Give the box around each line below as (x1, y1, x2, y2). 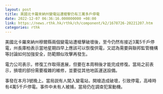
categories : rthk (5, 25, 40, 30)
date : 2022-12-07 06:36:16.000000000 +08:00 (5, 16, 97, 21)
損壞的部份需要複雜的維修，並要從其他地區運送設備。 (13, 67, 120, 73)
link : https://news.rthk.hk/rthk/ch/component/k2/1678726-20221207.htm (5, 20, 153, 26)
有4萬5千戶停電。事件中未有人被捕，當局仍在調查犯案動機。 (5, 84, 125, 90)
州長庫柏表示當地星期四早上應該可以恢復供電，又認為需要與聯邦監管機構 (13, 45, 158, 51)
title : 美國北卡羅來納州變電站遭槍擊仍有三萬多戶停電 (5, 12, 100, 16)
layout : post (5, 7, 32, 12)
